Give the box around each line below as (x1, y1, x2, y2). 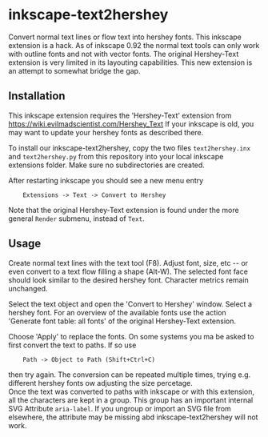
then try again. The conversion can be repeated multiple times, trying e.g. (8, 370, 251, 379)
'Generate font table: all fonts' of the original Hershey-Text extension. (8, 316, 237, 326)
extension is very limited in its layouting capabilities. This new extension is (8, 58, 253, 67)
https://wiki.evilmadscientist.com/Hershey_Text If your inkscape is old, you (8, 118, 254, 129)
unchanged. (8, 283, 48, 293)
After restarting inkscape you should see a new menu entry (8, 175, 204, 185)
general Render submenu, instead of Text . (8, 214, 146, 223)
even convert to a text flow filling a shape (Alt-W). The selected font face (8, 267, 248, 276)
